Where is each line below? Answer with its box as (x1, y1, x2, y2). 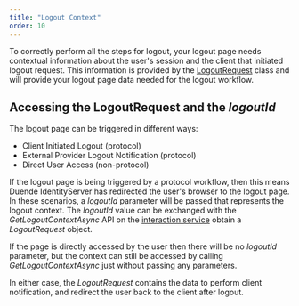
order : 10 (9, 21, 46, 30)
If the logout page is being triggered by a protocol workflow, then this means (9, 177, 290, 188)
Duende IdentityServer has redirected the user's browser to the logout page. (9, 186, 290, 197)
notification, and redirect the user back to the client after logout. (9, 286, 245, 298)
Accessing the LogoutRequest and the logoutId (9, 100, 276, 115)
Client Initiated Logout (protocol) (21, 141, 142, 151)
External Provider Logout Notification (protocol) (21, 150, 197, 161)
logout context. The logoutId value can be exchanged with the (9, 205, 238, 216)
